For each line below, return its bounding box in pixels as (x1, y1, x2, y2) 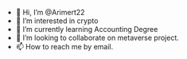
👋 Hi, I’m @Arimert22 (15, 8, 85, 17)
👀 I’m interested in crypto (15, 16, 99, 26)
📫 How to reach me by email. (15, 42, 114, 51)
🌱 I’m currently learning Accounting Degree (15, 25, 158, 33)
